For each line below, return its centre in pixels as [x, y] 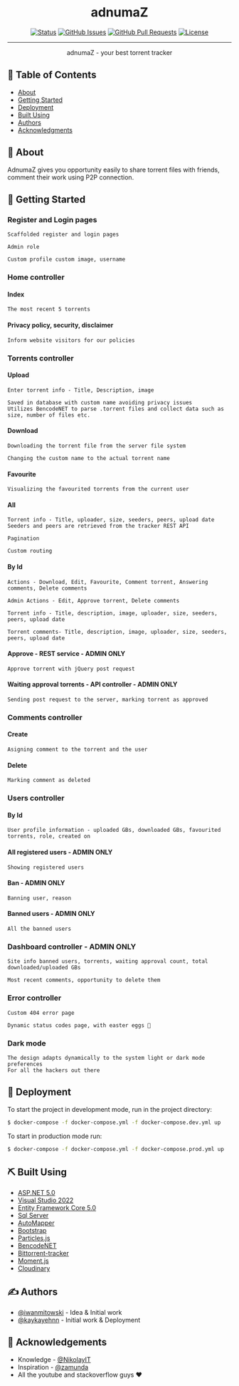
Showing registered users [46, 867]
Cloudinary [34, 1268]
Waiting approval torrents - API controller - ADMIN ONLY [92, 684]
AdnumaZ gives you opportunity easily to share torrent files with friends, [113, 170]
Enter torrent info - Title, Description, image [81, 390]
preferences [25, 1064]
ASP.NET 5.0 [36, 1193]
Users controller [36, 798]
